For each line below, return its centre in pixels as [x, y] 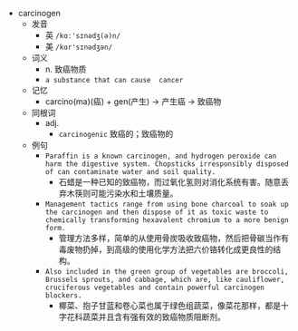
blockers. [63, 296]
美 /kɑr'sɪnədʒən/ [79, 46]
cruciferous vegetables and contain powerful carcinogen [154, 287]
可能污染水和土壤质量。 [134, 193]
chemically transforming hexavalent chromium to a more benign [167, 220]
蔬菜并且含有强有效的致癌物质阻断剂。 [154, 317]
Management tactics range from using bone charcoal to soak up [167, 204]
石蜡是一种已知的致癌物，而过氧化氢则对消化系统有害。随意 [170, 182]
